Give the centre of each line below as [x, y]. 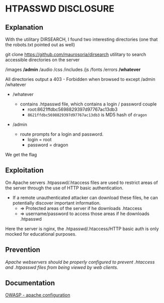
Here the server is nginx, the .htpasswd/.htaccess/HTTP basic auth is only [82, 229]
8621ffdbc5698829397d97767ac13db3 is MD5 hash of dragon [87, 115]
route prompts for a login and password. [62, 134]
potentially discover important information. [57, 203]
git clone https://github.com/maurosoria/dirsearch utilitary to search [76, 54]
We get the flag [21, 155]
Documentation [30, 283]
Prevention [23, 250]
